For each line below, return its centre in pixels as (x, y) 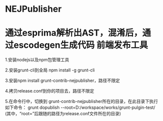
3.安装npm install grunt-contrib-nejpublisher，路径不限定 (63, 81)
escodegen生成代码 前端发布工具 (81, 45)
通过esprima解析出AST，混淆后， (74, 33)
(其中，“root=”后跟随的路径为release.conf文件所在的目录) (63, 114)
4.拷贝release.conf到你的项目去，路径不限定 (50, 91)
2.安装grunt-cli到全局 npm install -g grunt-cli (50, 70)
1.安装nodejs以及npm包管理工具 (37, 60)
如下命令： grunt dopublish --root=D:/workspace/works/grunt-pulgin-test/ (80, 108)
